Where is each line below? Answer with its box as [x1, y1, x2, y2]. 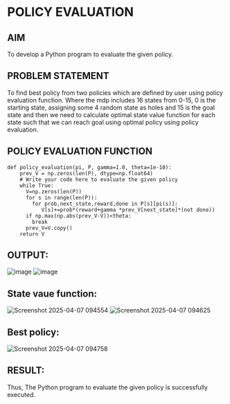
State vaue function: [7, 288, 98, 299]
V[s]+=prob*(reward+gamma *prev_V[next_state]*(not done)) [41, 206, 215, 213]
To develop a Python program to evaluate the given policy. [7, 50, 174, 58]
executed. [7, 390, 36, 398]
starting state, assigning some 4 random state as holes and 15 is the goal [7, 103, 215, 112]
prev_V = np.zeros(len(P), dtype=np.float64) [19, 170, 154, 177]
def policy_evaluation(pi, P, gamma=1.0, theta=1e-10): [7, 164, 172, 170]
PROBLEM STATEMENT [7, 70, 109, 82]
